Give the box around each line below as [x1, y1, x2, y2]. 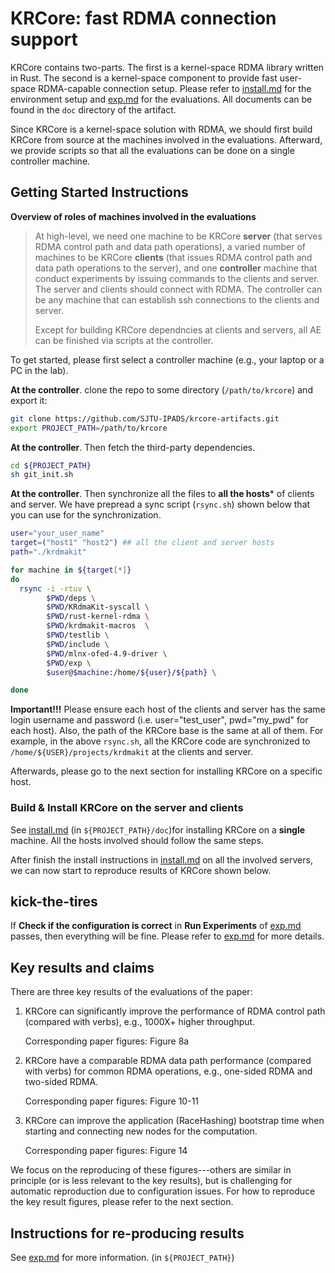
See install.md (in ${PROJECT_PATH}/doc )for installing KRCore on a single [10, 823, 306, 836]
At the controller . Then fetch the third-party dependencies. [10, 441, 256, 453]
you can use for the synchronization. [10, 509, 162, 521]
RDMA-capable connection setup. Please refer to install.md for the [38, 82, 312, 94]
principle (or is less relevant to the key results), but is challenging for [10, 1175, 293, 1187]
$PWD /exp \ [46, 658, 92, 668]
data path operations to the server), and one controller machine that [34, 262, 318, 274]
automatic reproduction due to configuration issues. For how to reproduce [10, 1185, 316, 1197]
